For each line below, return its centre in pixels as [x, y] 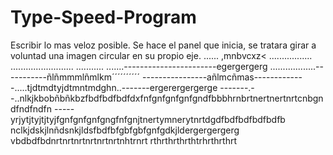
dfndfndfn [31, 108]
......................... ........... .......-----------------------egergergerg [139, 66]
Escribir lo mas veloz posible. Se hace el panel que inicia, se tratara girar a [163, 45]
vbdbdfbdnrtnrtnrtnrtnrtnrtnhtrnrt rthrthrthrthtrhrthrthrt [123, 140]
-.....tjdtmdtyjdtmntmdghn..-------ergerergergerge [114, 87]
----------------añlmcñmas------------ [222, 77]
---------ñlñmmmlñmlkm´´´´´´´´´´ [75, 77]
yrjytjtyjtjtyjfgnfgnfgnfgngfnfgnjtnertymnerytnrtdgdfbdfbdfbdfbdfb [148, 119]
